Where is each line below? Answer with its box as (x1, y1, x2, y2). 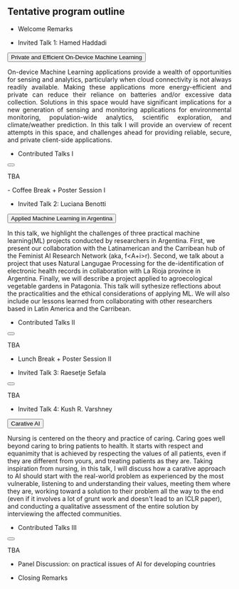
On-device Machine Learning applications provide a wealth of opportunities (7, 67, 232, 76)
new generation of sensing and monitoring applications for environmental (7, 105, 232, 114)
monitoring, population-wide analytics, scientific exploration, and (7, 113, 232, 121)
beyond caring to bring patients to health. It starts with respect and (7, 441, 203, 450)
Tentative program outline (7, 6, 125, 18)
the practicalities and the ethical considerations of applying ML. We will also (7, 289, 230, 298)
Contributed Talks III (17, 523, 77, 531)
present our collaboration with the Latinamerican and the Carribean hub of (7, 244, 225, 252)
